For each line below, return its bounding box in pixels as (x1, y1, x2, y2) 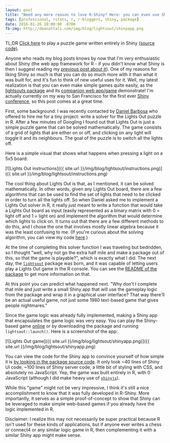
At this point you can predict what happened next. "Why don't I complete (5, 281, 157, 287)
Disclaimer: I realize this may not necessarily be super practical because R (5, 416, 160, 422)
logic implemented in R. (5, 406, 54, 413)
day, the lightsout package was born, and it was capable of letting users (5, 260, 158, 266)
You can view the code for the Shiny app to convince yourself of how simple (5, 353, 164, 359)
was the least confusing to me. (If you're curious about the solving (5, 229, 144, 235)
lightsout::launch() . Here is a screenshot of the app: (5, 329, 118, 335)
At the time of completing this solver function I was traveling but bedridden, (5, 244, 163, 251)
